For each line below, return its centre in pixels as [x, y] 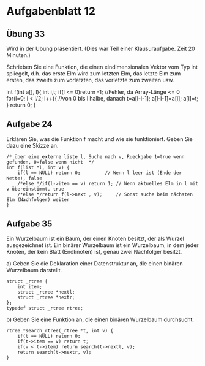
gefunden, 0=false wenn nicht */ [50, 162]
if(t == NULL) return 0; [49, 336]
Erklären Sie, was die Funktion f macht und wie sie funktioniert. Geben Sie [99, 139]
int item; [30, 286]
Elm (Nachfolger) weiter [38, 200]
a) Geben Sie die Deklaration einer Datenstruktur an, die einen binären [95, 263]
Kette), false [24, 178]
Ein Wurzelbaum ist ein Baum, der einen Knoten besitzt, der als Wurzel [95, 238]
